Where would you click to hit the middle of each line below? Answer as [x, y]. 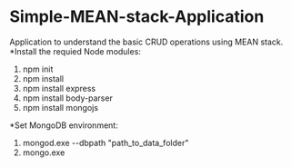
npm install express [59, 88]
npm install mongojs [60, 107]
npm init [38, 69]
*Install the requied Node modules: [75, 51]
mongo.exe [44, 152]
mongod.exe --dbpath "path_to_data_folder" [106, 142]
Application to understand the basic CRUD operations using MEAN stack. [146, 42]
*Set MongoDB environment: [64, 125]
